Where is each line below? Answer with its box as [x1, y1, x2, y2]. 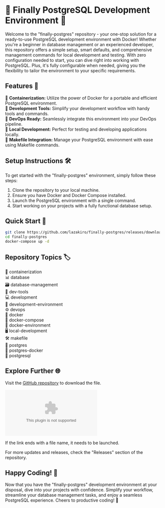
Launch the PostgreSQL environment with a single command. [12, 198, 137, 203]
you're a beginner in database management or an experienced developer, [5, 41, 154, 47]
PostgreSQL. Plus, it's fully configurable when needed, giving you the [5, 62, 146, 68]
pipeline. [5, 121, 23, 127]
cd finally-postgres [5, 234, 48, 240]
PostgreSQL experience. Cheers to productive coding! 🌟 [5, 497, 119, 503]
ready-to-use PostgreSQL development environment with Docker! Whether [5, 36, 157, 42]
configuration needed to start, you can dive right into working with [5, 57, 139, 63]
